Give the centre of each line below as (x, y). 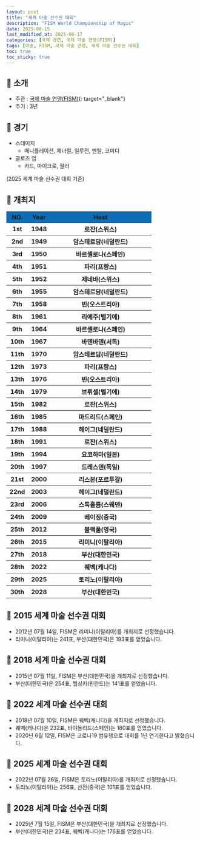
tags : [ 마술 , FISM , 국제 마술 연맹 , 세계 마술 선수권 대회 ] (73, 46)
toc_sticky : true (28, 57)
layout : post (23, 12)
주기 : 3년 (26, 106)
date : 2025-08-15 (28, 29)
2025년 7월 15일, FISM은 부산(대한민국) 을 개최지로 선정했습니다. (91, 824)
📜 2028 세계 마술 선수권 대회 (57, 808)
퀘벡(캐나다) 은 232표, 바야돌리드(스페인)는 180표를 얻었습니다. (89, 728)
